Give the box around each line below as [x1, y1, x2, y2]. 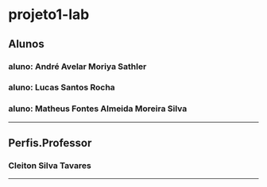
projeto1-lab [8, 6, 90, 24]
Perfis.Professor [8, 136, 92, 150]
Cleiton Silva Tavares [8, 160, 91, 171]
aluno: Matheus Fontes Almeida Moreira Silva [8, 103, 188, 114]
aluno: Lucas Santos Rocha [8, 82, 115, 93]
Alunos [8, 37, 45, 51]
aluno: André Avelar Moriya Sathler [8, 61, 147, 72]
